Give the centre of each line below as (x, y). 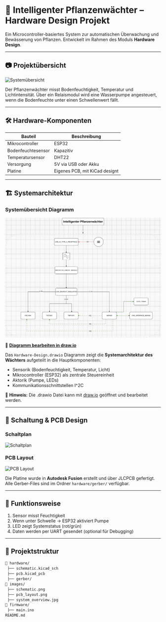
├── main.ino (21, 610)
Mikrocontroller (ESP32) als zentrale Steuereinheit (63, 375)
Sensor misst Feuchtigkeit (39, 515)
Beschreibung (86, 136)
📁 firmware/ (17, 605)
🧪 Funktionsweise (33, 504)
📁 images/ (15, 584)
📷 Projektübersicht (36, 65)
